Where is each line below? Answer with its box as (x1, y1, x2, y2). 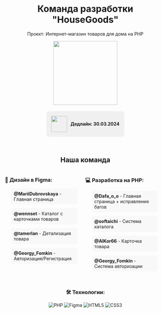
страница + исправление (94, 198, 149, 204)
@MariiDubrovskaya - (14, 190, 62, 197)
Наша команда (60, 155, 111, 164)
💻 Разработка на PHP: (85, 177, 144, 184)
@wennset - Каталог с (14, 210, 63, 216)
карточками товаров (14, 215, 59, 222)
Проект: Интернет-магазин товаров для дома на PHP (27, 31, 144, 37)
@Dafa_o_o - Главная (94, 192, 142, 199)
